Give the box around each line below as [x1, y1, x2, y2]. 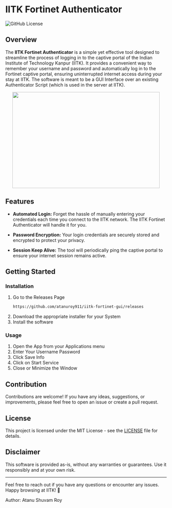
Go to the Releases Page [12, 294, 65, 300]
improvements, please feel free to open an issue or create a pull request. [5, 399, 159, 405]
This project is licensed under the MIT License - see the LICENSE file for [5, 428, 158, 434]
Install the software [12, 319, 54, 325]
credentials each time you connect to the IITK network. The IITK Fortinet [12, 216, 165, 222]
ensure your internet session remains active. [12, 252, 106, 258]
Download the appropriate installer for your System [12, 314, 121, 320]
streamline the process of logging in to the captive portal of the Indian [5, 54, 153, 60]
